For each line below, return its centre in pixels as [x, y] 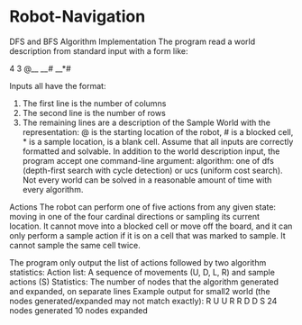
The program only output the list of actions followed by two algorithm [138, 262]
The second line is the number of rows [94, 113]
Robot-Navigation [78, 17]
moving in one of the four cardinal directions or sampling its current [134, 216]
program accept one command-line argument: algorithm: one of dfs [148, 160]
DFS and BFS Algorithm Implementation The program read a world [132, 41]
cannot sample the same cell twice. [75, 245]
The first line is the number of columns [94, 103]
